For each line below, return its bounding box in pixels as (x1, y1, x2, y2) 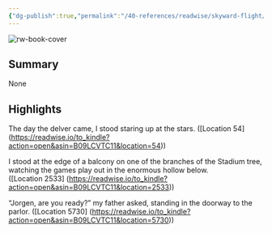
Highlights (8, 102, 62, 116)
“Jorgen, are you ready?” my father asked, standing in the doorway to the (8, 198, 253, 208)
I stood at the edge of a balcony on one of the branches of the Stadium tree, (8, 157, 263, 167)
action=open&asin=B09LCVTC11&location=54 (8, 141, 161, 150)
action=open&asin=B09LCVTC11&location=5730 (8, 215, 169, 225)
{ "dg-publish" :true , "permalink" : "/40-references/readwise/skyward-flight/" (8, 11, 270, 20)
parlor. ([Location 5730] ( (8, 207, 92, 217)
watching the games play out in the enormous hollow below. (8, 165, 209, 175)
